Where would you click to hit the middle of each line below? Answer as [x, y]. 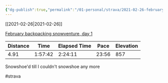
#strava [13, 76]
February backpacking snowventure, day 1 [49, 33]
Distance [18, 46]
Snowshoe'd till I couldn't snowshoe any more [52, 66]
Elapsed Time [75, 46]
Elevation [127, 46]
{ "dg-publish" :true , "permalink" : [40, 10]
